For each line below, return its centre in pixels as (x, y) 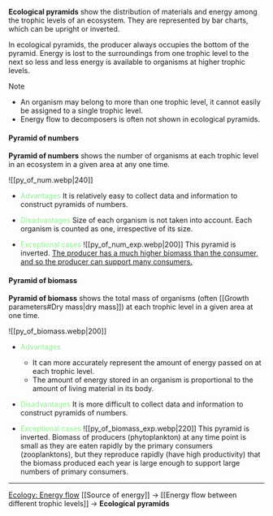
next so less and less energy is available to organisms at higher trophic (127, 62)
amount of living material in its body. (93, 389)
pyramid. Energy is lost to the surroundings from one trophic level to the (129, 53)
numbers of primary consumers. (74, 472)
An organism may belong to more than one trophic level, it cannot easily (141, 102)
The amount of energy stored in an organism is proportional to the (143, 380)
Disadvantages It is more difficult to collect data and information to (132, 404)
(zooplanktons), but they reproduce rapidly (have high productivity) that (140, 454)
